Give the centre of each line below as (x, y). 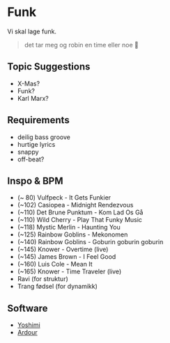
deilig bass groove (44, 137)
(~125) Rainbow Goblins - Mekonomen (72, 234)
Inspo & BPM (35, 181)
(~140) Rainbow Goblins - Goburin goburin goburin (90, 242)
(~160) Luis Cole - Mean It (55, 264)
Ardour (28, 333)
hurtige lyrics (36, 144)
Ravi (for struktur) (42, 279)
